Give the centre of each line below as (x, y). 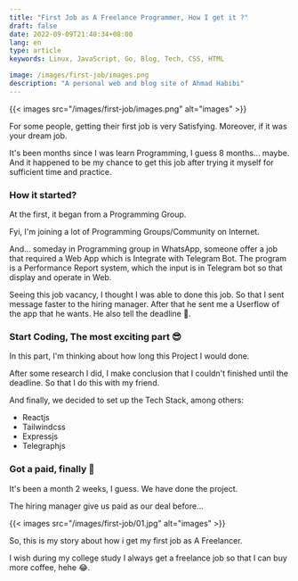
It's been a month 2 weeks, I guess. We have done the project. (124, 488)
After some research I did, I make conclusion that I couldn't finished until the (149, 373)
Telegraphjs (44, 446)
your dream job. (38, 136)
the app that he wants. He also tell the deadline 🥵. (100, 314)
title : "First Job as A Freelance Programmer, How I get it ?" (129, 17)
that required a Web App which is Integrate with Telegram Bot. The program (148, 259)
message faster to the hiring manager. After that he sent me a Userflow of (145, 304)
